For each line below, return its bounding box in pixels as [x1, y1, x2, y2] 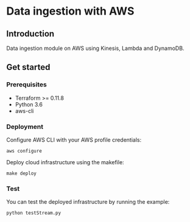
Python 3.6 [15, 100, 43, 108]
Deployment [6, 122, 44, 131]
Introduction [6, 29, 55, 39]
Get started [6, 62, 51, 72]
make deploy [6, 170, 37, 176]
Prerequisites [6, 80, 47, 89]
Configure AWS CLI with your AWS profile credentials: [6, 136, 142, 144]
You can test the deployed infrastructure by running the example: [6, 198, 170, 206]
